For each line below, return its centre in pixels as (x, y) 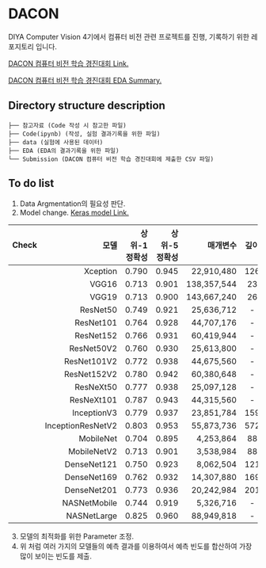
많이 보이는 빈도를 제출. (56, 556)
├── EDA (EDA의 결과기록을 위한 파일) (64, 151)
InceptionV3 (95, 413)
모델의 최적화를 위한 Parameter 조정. (77, 536)
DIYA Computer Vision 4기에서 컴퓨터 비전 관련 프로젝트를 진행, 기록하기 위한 (129, 36)
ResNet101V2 (90, 361)
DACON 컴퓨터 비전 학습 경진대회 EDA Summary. (85, 80)
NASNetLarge (91, 516)
